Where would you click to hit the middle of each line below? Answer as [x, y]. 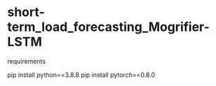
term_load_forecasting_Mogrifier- [109, 27]
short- [26, 12]
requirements [27, 61]
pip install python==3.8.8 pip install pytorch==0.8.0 [81, 75]
